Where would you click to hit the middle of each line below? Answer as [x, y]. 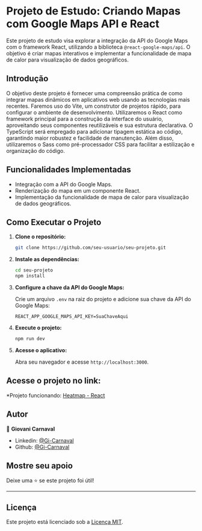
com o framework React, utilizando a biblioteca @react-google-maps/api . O [98, 47]
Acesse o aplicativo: [41, 350]
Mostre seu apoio [40, 466]
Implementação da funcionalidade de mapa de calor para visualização [102, 197]
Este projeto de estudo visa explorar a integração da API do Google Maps [97, 40]
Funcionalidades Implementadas [69, 170]
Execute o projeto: [38, 328]
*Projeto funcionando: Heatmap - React [56, 395]
